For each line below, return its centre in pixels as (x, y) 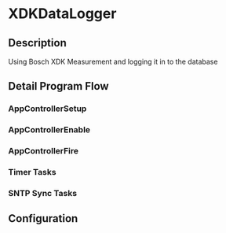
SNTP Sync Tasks (42, 193)
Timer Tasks (32, 172)
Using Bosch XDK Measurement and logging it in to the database (113, 61)
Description (37, 43)
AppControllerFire (44, 151)
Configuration (43, 218)
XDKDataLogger (62, 14)
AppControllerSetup (47, 109)
